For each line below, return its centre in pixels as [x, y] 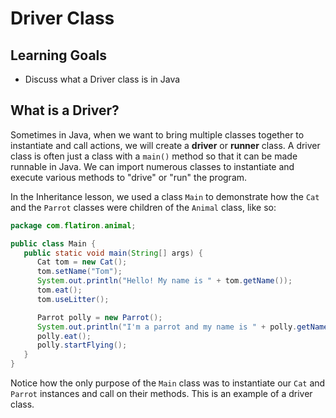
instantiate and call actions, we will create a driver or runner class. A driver [165, 145]
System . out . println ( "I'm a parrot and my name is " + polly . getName [182, 327]
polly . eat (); [64, 336]
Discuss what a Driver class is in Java [102, 79]
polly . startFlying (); [82, 345]
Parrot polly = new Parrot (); [99, 317]
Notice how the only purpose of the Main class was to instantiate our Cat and [168, 383]
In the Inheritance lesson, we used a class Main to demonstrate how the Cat [165, 196]
